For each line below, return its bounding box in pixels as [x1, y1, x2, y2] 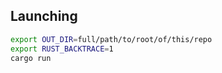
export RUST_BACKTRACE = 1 [10, 44, 114, 54]
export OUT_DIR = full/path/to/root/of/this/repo [10, 34, 213, 44]
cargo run [10, 53, 52, 63]
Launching [10, 8, 78, 25]
